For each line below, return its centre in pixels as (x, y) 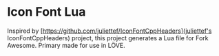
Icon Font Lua (46, 12)
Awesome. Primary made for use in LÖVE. (66, 45)
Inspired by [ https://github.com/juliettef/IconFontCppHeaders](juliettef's (109, 31)
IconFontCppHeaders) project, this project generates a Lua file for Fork (108, 38)
